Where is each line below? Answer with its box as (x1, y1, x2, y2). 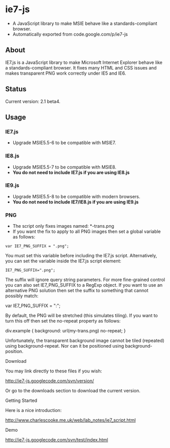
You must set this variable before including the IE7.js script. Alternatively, (5, 253, 157, 259)
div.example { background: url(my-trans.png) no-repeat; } (5, 328, 126, 334)
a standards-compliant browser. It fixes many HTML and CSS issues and (5, 64, 157, 71)
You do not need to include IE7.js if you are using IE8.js (12, 169, 130, 176)
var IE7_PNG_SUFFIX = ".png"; (5, 244, 70, 249)
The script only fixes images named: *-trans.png (12, 223, 114, 229)
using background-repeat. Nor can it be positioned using (5, 343, 124, 349)
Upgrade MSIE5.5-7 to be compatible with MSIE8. (12, 164, 117, 170)
